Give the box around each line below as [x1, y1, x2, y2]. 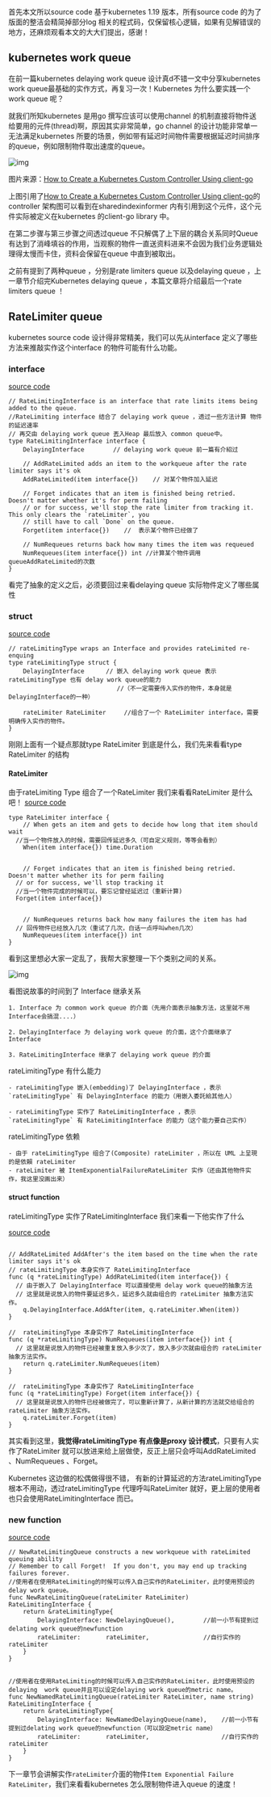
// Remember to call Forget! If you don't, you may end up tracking [8, 1562, 248, 1570]
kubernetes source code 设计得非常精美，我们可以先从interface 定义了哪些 [8, 332, 258, 342]
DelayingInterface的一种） [8, 693, 94, 701]
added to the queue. [8, 404, 78, 412]
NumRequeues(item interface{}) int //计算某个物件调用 [23, 548, 202, 557]
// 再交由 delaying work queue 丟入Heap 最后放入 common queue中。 [8, 430, 227, 438]
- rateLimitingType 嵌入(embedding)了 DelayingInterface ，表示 [8, 1084, 222, 1092]
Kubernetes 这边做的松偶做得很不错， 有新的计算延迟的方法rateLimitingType [8, 1473, 262, 1483]
